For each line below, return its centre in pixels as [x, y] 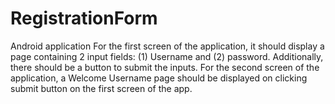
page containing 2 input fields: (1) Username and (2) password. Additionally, [167, 56]
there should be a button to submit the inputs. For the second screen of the [165, 67]
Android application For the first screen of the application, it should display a [167, 46]
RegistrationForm [84, 18]
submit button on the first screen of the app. [101, 88]
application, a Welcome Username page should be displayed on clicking [159, 78]
